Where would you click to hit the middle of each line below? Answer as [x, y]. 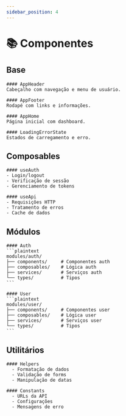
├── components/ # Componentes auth [58, 262]
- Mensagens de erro [38, 407]
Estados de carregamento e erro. [49, 137]
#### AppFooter [26, 100]
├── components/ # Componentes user [58, 310]
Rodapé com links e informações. [49, 105]
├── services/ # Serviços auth [54, 272]
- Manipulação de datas [42, 380]
